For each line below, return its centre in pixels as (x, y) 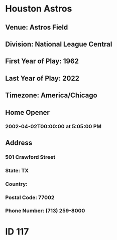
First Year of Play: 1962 (42, 61)
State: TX (17, 170)
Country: (16, 184)
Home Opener (28, 112)
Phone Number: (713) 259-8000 (45, 211)
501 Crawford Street (30, 157)
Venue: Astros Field (37, 27)
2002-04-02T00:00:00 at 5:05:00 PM (53, 127)
